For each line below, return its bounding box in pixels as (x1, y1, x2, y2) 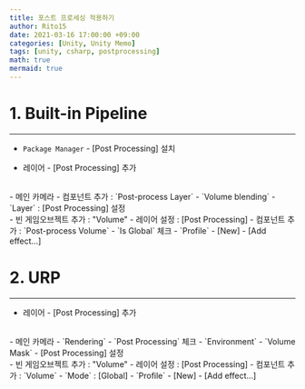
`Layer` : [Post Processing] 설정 (9, 202, 126, 214)
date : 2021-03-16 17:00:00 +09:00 (9, 30, 141, 39)
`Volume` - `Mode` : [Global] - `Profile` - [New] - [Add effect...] (23, 370, 257, 381)
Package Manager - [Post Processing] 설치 (22, 143, 176, 154)
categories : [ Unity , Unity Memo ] (9, 38, 136, 48)
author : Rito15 (9, 22, 67, 31)
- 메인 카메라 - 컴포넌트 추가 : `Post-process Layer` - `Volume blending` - (9, 191, 276, 202)
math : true (9, 55, 51, 65)
